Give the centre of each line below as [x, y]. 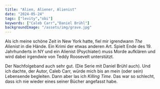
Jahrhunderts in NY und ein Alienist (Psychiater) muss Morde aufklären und [80, 52]
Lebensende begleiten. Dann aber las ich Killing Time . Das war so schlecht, [80, 76]
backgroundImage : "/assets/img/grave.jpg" [48, 28]
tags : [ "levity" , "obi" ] [29, 18]
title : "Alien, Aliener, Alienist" [41, 9]
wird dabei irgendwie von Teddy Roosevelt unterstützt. [59, 57]
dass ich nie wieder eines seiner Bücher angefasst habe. [61, 82]
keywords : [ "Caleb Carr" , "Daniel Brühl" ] [47, 23]
